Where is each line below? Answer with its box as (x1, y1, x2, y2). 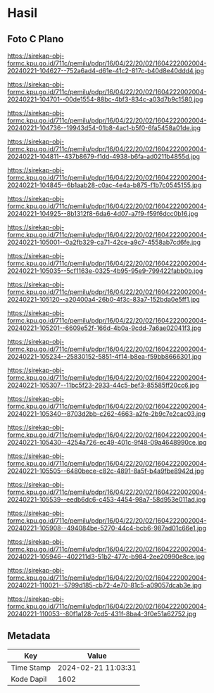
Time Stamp (11, 663, 51, 673)
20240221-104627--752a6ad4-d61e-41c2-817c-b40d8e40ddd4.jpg (7, 67, 204, 75)
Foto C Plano (7, 33, 64, 45)
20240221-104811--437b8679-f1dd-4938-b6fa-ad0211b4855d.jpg (7, 153, 201, 160)
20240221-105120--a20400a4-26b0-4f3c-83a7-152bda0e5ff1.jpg (7, 295, 201, 303)
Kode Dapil (11, 674, 47, 684)
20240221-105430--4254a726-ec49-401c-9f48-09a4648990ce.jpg (7, 438, 207, 446)
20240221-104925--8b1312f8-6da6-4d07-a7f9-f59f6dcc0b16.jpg (7, 210, 199, 217)
